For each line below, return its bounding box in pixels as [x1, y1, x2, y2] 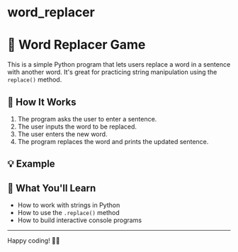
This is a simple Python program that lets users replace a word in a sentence [7, 60, 231, 69]
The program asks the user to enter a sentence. [17, 114, 157, 123]
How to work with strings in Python [17, 201, 120, 209]
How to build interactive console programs [17, 216, 142, 224]
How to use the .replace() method [17, 209, 120, 217]
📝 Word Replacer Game [7, 37, 146, 53]
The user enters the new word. [17, 129, 108, 138]
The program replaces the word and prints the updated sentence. [17, 137, 209, 146]
